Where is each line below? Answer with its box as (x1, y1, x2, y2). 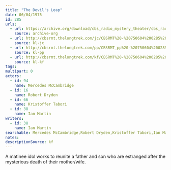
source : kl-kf (14, 59, 44, 64)
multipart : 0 (5, 69, 33, 74)
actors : (5, 74, 22, 79)
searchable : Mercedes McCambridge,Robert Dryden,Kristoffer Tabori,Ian (5, 130, 160, 135)
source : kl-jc (14, 41, 44, 46)
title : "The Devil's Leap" (5, 7, 63, 13)
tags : (5, 64, 17, 69)
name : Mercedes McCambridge (14, 83, 74, 88)
